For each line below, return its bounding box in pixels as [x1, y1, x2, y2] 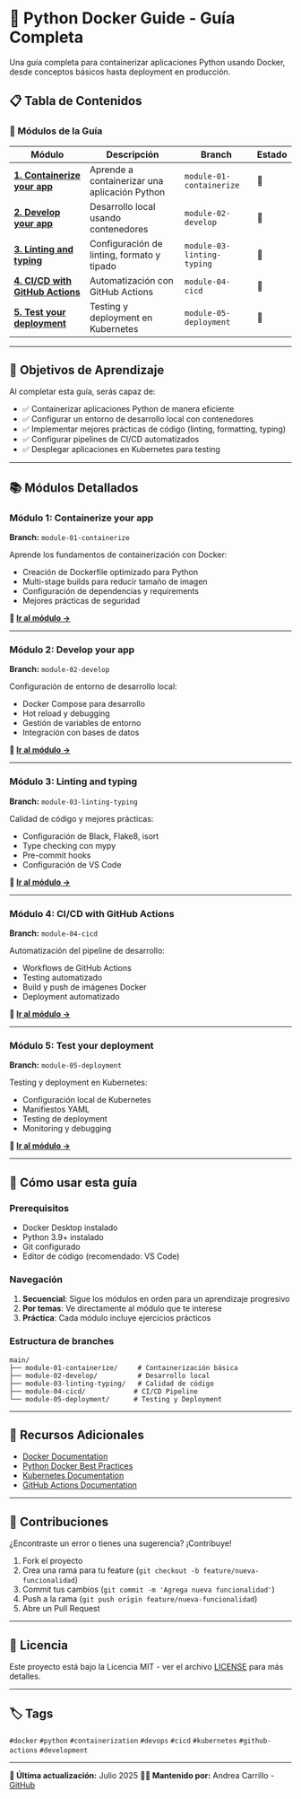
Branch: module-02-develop [9, 664, 110, 675]
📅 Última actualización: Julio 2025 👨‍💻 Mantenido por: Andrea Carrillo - [9, 1769, 275, 1780]
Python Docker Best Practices [21, 1461, 133, 1472]
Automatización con [89, 274, 175, 286]
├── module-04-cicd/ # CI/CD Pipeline [9, 1386, 199, 1396]
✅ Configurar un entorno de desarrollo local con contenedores [21, 414, 254, 424]
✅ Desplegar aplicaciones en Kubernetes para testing [21, 444, 221, 455]
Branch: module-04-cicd [9, 928, 99, 939]
